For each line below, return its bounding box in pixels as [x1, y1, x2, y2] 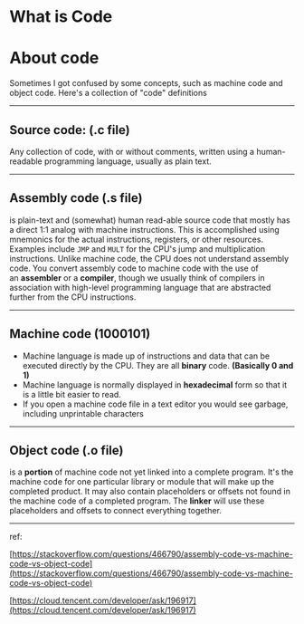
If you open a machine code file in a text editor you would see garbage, [22, 398, 289, 409]
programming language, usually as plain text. [43, 156, 212, 167]
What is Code [9, 6, 113, 27]
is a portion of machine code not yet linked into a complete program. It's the [9, 466, 294, 477]
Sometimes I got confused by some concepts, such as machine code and [9, 78, 283, 89]
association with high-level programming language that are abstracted [9, 282, 271, 293]
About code [9, 48, 100, 69]
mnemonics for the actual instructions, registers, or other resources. [9, 234, 264, 245]
